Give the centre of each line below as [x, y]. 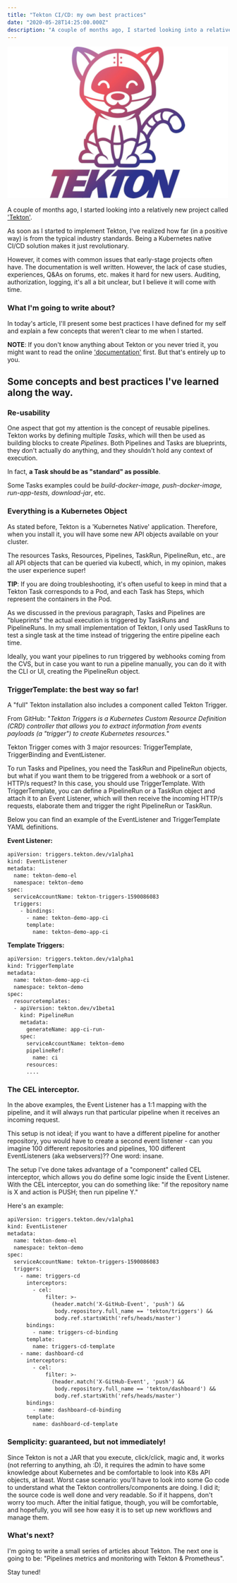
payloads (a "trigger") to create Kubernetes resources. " [89, 733]
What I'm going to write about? [61, 308]
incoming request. [34, 1120]
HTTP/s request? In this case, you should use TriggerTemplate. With [107, 783]
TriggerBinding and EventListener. [57, 754]
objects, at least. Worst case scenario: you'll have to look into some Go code [119, 1480]
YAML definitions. [33, 827]
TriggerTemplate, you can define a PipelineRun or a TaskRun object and [111, 791]
